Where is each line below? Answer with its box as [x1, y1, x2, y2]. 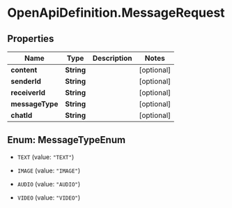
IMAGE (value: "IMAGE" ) [17, 166, 81, 174]
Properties [7, 33, 54, 45]
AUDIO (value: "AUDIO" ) [17, 179, 81, 188]
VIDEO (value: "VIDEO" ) [17, 193, 81, 202]
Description [93, 54, 132, 63]
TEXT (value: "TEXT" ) [17, 152, 75, 161]
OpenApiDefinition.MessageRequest [7, 5, 225, 21]
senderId [10, 77, 42, 86]
